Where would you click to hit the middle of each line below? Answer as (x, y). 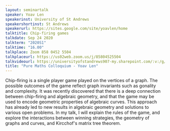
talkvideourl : (20, 61)
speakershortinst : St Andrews (37, 24)
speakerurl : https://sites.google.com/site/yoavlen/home (67, 29)
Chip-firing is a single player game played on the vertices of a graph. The (81, 81)
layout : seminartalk (27, 10)
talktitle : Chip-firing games (37, 33)
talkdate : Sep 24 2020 (29, 38)
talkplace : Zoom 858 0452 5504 (38, 52)
